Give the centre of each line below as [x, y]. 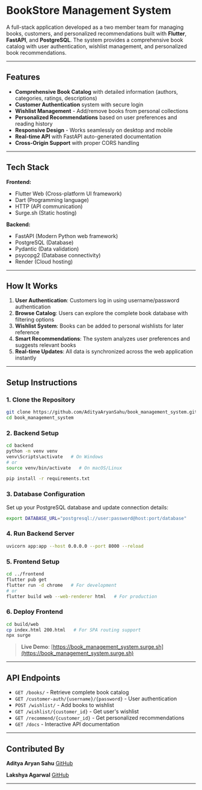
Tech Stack [28, 167]
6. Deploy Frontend [35, 612]
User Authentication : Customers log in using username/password [97, 301]
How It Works [32, 286]
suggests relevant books [45, 345]
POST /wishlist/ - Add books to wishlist [64, 705]
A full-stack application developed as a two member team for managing [95, 27]
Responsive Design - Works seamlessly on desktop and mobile [94, 130]
